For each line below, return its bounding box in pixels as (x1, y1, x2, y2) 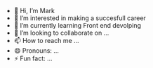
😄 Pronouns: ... (13, 46, 60, 55)
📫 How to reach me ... (13, 37, 79, 44)
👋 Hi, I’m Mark (13, 7, 55, 15)
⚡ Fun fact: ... (13, 54, 53, 62)
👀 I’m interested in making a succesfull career (13, 14, 146, 22)
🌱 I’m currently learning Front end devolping (13, 22, 142, 29)
